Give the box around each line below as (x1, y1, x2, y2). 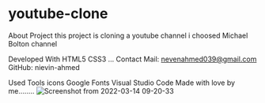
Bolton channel (8, 39, 58, 48)
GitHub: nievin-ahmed (8, 62, 81, 72)
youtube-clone (8, 5, 108, 23)
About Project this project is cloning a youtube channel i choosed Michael (8, 31, 248, 40)
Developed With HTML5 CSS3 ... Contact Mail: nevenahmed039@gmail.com (8, 54, 257, 64)
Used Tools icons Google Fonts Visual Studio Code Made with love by (8, 78, 236, 87)
